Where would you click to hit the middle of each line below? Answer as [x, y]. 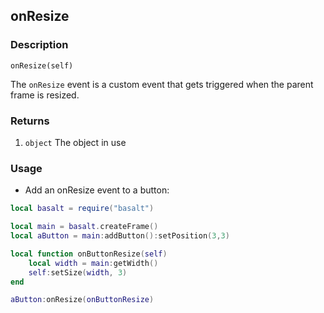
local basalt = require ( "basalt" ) [82, 209]
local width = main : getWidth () [93, 263]
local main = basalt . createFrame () [84, 227]
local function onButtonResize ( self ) [89, 254]
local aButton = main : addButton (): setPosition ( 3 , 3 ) [120, 236]
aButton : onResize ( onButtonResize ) [82, 300]
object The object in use [75, 142]
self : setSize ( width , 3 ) [78, 272]
